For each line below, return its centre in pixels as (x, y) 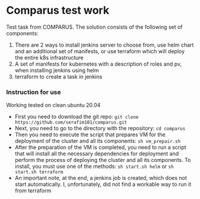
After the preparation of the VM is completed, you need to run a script (100, 148)
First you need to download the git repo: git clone (76, 117)
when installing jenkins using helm (57, 70)
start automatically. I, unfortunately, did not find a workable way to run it (103, 184)
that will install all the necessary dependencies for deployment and (97, 154)
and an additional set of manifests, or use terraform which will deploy (100, 51)
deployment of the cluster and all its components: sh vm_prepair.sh (98, 141)
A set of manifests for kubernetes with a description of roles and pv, (98, 64)
